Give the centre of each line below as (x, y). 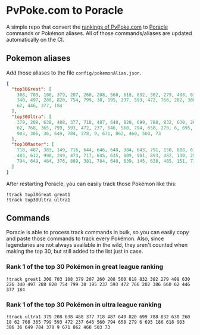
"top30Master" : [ (33, 145)
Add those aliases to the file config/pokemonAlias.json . (74, 73)
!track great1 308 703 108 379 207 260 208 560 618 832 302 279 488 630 (98, 279)
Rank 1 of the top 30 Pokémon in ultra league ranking (84, 305)
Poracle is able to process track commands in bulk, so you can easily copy (98, 232)
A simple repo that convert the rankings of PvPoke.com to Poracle (87, 27)
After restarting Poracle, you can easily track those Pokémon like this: (91, 184)
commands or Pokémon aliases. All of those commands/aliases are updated (99, 33)
